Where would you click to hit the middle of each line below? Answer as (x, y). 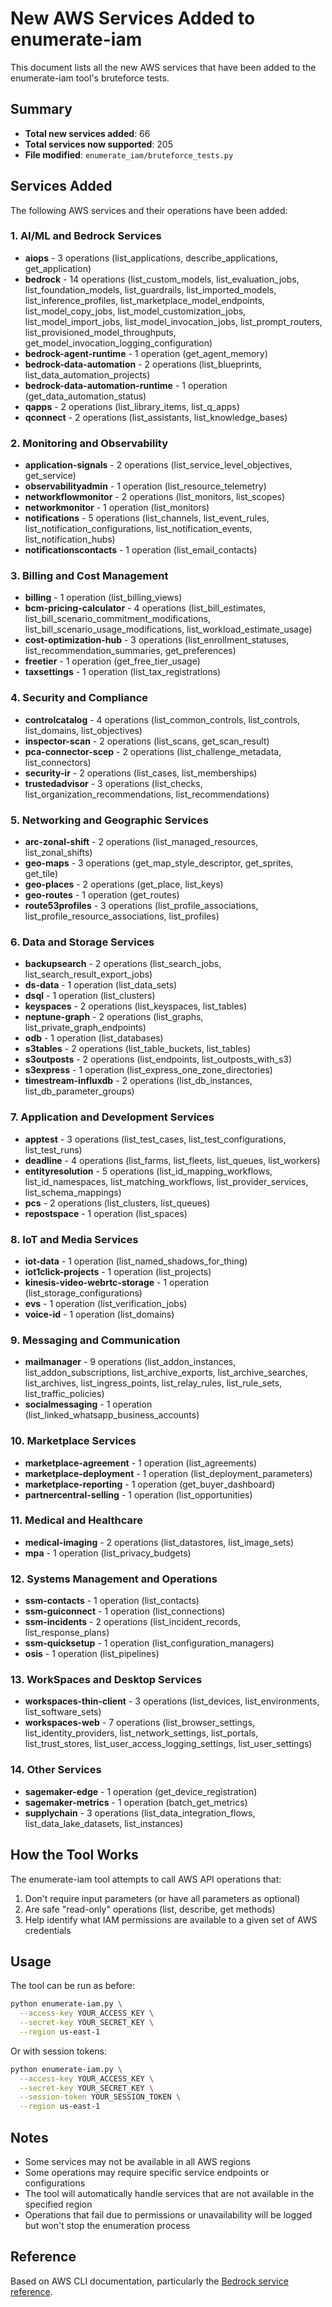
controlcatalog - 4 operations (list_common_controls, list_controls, (162, 719)
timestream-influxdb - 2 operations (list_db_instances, (138, 1081)
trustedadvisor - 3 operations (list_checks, (113, 783)
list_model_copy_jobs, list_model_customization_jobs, (135, 311)
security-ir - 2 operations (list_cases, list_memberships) (141, 773)
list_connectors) (58, 762)
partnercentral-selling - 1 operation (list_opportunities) (138, 1494)
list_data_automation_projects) (87, 374)
